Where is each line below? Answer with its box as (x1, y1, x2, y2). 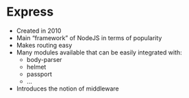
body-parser (26, 55, 62, 63)
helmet (26, 63, 47, 71)
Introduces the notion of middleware (16, 84, 119, 93)
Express (6, 4, 54, 20)
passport (26, 69, 52, 78)
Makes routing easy (16, 41, 73, 49)
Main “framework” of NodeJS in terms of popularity (16, 33, 162, 42)
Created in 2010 (16, 27, 62, 35)
